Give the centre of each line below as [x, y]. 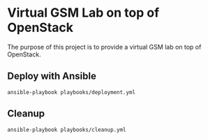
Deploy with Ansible [52, 76]
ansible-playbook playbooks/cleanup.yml [67, 130]
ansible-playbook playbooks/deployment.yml [72, 92]
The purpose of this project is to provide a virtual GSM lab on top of [104, 47]
